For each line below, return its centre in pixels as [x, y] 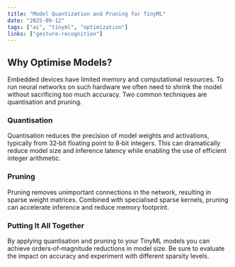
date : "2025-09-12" [36, 21]
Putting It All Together [46, 225]
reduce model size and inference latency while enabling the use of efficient [117, 151]
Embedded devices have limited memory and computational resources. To [116, 79]
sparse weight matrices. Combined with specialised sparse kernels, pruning [118, 200]
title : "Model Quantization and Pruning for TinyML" [87, 14]
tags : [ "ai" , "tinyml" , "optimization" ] [68, 27]
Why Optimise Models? [60, 62]
